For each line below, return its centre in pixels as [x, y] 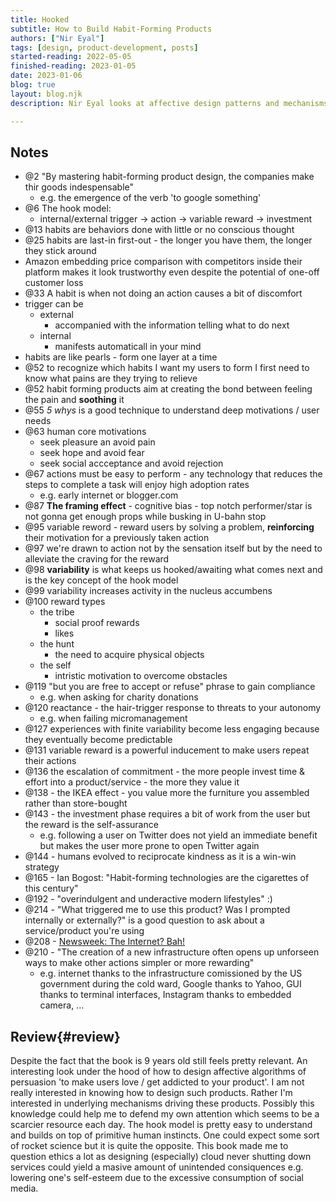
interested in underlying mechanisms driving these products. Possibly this [162, 1103]
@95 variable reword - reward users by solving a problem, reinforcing [169, 527]
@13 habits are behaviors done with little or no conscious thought [159, 230]
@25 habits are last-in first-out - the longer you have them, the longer [168, 240]
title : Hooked [40, 19]
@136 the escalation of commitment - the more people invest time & [165, 772]
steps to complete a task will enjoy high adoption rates [137, 485]
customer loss [54, 283]
